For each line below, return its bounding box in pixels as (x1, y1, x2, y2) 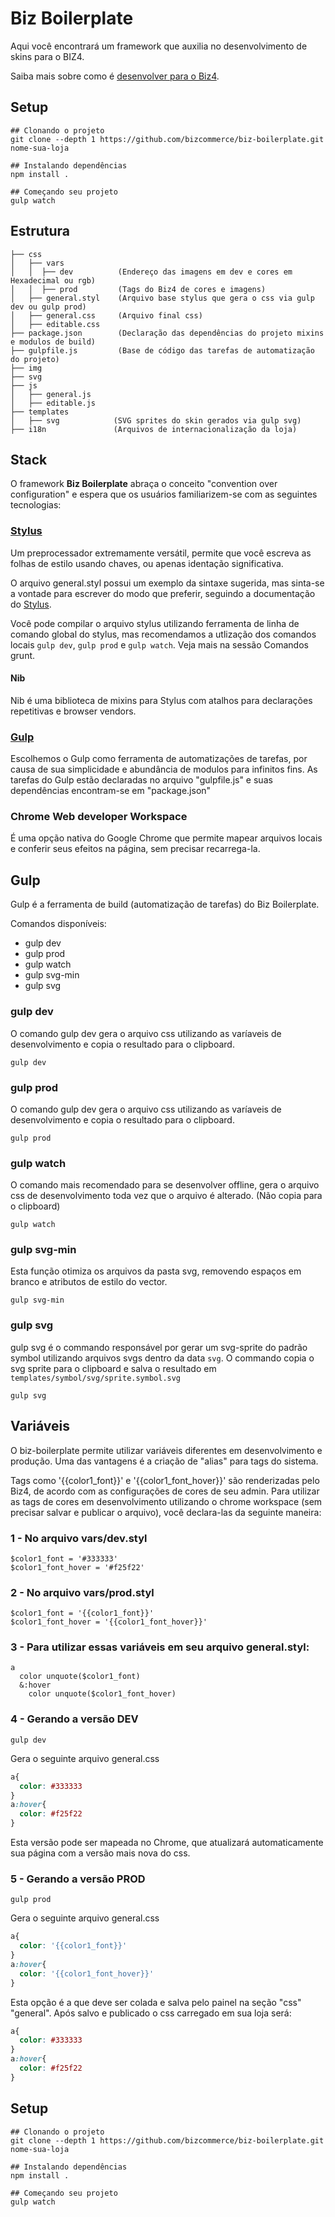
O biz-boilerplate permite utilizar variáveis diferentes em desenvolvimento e (10, 1444, 323, 1456)
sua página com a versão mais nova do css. (10, 1847, 191, 1859)
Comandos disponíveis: (10, 918, 107, 930)
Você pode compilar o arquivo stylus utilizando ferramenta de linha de (10, 617, 300, 629)
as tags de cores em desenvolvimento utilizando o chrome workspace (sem (10, 1495, 323, 1507)
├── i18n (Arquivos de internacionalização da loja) (10, 424, 298, 434)
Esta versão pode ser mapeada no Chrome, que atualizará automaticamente (10, 1837, 324, 1849)
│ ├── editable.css (10, 319, 101, 329)
